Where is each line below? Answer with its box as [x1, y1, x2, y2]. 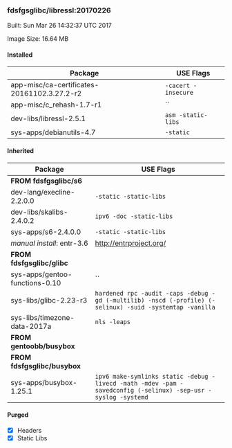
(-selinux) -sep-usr [137, 386, 205, 394]
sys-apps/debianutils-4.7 [10, 127, 96, 137]
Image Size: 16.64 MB [7, 35, 69, 43]
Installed [7, 51, 33, 59]
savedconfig [95, 386, 135, 394]
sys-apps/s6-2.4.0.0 [10, 227, 81, 237]
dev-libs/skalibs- [10, 207, 68, 217]
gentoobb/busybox [10, 341, 75, 351]
